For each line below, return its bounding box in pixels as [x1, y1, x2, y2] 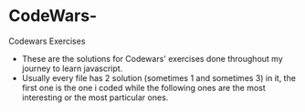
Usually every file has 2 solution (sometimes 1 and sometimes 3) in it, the [21, 72, 296, 83]
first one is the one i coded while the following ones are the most [21, 82, 266, 93]
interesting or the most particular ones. [21, 92, 169, 103]
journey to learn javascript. [21, 63, 123, 74]
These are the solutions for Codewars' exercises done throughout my [21, 53, 284, 64]
